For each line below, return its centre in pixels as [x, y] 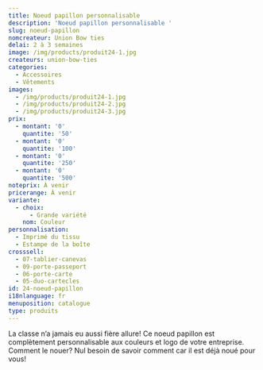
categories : [28, 67]
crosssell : [26, 252]
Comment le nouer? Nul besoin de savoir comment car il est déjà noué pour [132, 350]
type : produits [33, 310]
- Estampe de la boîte [53, 245]
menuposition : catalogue [49, 303]
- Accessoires [39, 75]
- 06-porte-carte [44, 274]
